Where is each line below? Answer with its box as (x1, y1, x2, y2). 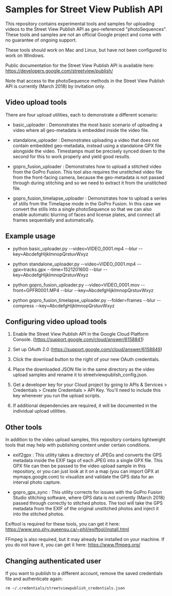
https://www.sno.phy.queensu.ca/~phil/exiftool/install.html (5, 526, 129, 532)
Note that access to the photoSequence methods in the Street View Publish (5, 78, 165, 84)
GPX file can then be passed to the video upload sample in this (12, 463, 146, 469)
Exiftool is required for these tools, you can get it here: (5, 521, 120, 527)
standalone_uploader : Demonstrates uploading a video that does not (12, 137, 159, 143)
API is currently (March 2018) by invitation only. (5, 83, 106, 89)
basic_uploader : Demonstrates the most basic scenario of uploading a (12, 122, 163, 128)
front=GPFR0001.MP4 (12, 287, 60, 293)
